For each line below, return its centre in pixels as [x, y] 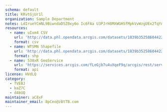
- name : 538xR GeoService [37, 60]
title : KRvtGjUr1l [24, 14]
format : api [26, 70]
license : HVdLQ [21, 74]
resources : [16, 28]
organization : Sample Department [40, 19]
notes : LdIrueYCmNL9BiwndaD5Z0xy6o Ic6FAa [50, 24]
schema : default [22, 10]
